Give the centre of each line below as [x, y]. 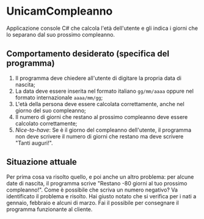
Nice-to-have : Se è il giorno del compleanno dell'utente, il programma [103, 130]
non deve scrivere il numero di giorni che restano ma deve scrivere [99, 136]
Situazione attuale [42, 162]
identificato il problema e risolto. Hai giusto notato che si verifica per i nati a [101, 196]
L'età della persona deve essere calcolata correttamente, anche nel [100, 104]
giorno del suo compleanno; [51, 110]
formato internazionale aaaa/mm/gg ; [59, 97]
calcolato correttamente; [46, 123]
